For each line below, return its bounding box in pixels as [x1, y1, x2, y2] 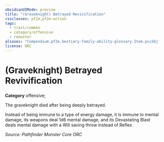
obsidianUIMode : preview [5, 7, 56, 12]
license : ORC [5, 44, 32, 48]
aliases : [5, 39, 23, 44]
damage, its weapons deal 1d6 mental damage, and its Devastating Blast [5, 117, 150, 122]
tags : [5, 21, 16, 26]
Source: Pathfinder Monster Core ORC [5, 131, 82, 137]
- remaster [9, 35, 32, 40]
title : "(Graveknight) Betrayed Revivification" [5, 12, 106, 17]
